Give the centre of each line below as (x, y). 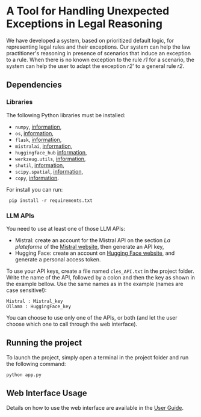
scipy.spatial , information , (49, 171)
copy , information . (37, 178)
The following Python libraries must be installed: (66, 115)
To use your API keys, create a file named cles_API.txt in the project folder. (100, 271)
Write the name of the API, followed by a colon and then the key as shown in (101, 277)
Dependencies (34, 85)
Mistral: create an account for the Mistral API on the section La (92, 240)
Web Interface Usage (47, 393)
